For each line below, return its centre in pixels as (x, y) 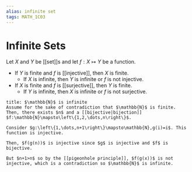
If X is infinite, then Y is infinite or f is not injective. (83, 79)
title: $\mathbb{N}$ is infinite (47, 103)
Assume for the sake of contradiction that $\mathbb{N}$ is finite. (91, 108)
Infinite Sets (36, 46)
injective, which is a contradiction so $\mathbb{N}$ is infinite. (90, 164)
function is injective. (35, 133)
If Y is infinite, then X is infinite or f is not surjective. (85, 92)
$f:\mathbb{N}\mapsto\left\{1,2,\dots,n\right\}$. (69, 118)
